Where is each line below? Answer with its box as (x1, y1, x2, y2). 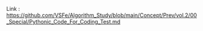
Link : (6, 5, 20, 12)
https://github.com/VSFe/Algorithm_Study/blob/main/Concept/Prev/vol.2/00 (6, 12, 197, 19)
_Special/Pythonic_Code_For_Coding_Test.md (6, 18, 121, 25)
